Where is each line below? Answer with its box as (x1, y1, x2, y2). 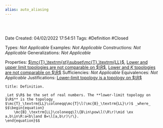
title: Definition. (5, 84, 45, 89)
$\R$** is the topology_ (5, 97, 55, 102)
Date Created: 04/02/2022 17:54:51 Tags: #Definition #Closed (5, 35, 129, 41)
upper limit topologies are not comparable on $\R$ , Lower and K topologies (5, 64, 156, 70)
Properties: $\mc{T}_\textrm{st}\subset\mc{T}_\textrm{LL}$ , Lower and (5, 59, 148, 65)
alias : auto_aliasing (5, 7, 49, 12)
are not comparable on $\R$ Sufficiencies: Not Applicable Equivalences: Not (5, 69, 158, 75)
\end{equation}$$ (5, 118, 40, 123)
